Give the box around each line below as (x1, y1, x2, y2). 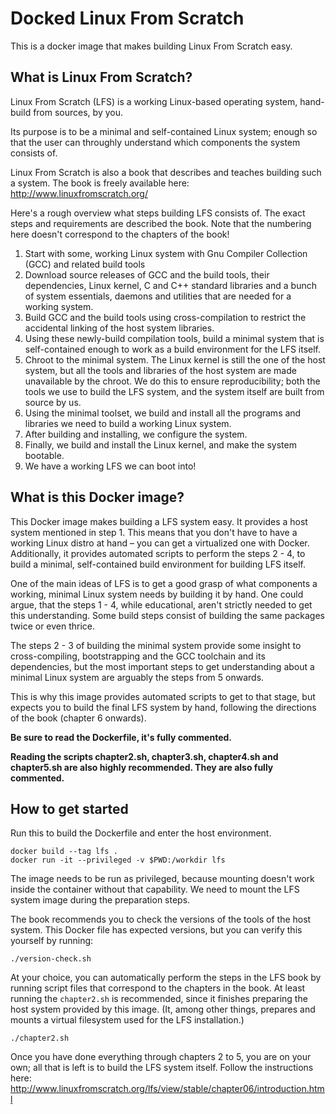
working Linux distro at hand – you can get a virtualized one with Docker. (10, 537, 310, 549)
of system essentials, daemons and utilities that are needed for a (24, 290, 292, 302)
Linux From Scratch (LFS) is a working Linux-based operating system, (10, 95, 298, 107)
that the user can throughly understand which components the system (10, 136, 301, 148)
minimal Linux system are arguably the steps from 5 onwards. (10, 671, 265, 683)
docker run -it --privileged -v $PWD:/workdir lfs (10, 855, 226, 866)
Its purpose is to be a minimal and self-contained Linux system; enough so (10, 125, 318, 137)
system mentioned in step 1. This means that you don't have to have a (10, 526, 298, 538)
